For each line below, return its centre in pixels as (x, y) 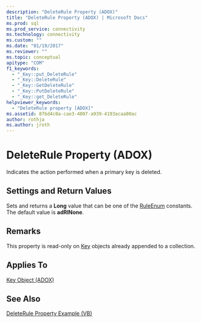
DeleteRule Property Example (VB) (49, 313)
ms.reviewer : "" (27, 52)
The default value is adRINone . (45, 212)
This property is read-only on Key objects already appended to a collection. (101, 246)
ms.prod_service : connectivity (46, 29)
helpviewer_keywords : (34, 102)
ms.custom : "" (24, 40)
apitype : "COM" (26, 63)
